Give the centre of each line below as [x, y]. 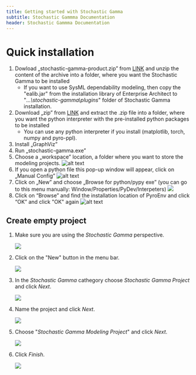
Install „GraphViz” [36, 144]
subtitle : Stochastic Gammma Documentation [61, 17]
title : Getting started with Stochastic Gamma [65, 12]
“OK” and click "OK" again [47, 202]
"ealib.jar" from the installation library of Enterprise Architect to [100, 94]
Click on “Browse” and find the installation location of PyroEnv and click [102, 196]
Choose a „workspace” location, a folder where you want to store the [99, 157]
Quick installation [50, 52]
